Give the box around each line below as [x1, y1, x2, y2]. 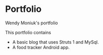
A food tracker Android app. [12, 44, 70, 50]
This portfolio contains [5, 29, 51, 35]
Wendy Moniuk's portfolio [5, 20, 58, 26]
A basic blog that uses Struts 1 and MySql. [12, 39, 99, 45]
